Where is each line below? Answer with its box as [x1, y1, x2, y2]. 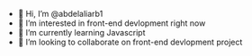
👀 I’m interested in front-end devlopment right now [17, 18, 206, 28]
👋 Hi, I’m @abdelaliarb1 [17, 9, 103, 19]
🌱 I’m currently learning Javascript [17, 28, 146, 37]
